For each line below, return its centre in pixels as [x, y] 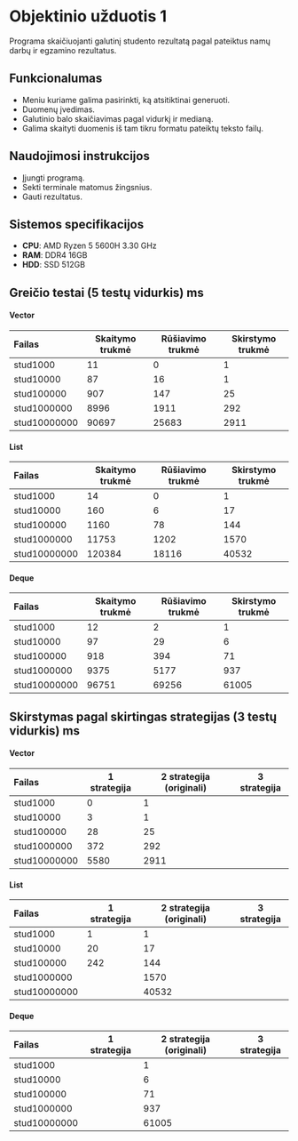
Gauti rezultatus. [52, 197]
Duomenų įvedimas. [59, 109]
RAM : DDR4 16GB [55, 255]
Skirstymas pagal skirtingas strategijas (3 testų [143, 716]
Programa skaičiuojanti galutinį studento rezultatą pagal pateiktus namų [140, 41]
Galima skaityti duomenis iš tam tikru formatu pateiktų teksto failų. [143, 128]
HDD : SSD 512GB [54, 265]
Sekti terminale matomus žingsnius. [87, 187]
